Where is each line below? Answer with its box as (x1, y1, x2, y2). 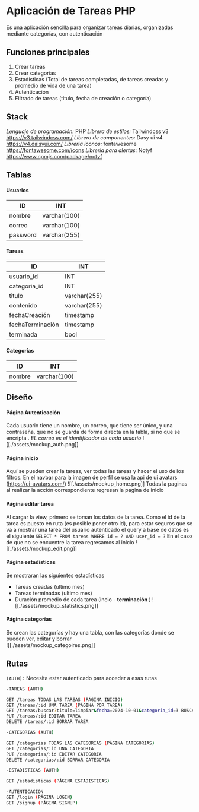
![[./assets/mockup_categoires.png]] (6, 641, 95, 648)
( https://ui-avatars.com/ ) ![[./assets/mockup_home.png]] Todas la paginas (6, 480, 188, 487)
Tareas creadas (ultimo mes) (14, 583, 85, 590)
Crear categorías (14, 69, 56, 77)
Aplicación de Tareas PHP (6, 4, 136, 18)
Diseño (6, 392, 33, 402)
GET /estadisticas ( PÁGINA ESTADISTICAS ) (6, 778, 110, 784)
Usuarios (6, 186, 29, 194)
